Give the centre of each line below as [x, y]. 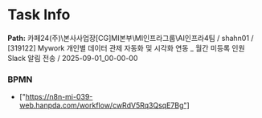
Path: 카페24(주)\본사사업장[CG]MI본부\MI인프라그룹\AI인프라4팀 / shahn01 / [131, 38]
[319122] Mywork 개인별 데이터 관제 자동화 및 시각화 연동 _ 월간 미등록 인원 [127, 48]
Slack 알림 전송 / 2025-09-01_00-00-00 [73, 58]
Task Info [39, 15]
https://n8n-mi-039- [59, 97]
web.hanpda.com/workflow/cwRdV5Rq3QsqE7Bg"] [104, 105]
